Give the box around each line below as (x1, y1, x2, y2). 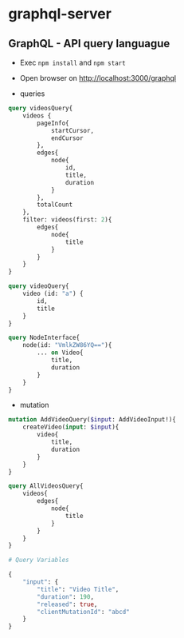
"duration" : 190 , (37, 592, 94, 600)
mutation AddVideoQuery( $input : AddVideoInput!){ (8, 416, 177, 424)
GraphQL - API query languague (8, 37, 170, 50)
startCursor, (50, 126, 94, 134)
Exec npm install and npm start (19, 58, 126, 67)
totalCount (37, 201, 73, 209)
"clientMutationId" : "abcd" (37, 608, 130, 616)
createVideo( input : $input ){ (22, 423, 119, 432)
